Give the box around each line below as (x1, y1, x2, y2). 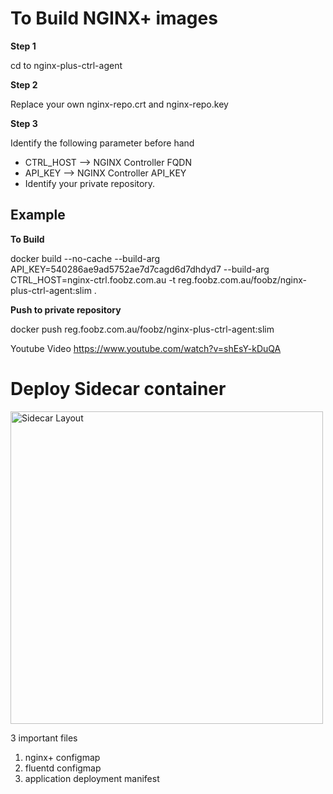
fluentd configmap (24, 762, 102, 774)
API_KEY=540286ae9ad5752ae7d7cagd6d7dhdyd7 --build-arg (10, 263, 270, 275)
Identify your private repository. (24, 177, 156, 189)
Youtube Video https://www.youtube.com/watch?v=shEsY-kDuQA (10, 342, 282, 354)
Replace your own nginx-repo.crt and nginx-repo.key (10, 98, 229, 110)
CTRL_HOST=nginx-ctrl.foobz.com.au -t (10, 273, 177, 286)
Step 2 (10, 78, 38, 91)
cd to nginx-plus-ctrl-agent (10, 59, 123, 71)
